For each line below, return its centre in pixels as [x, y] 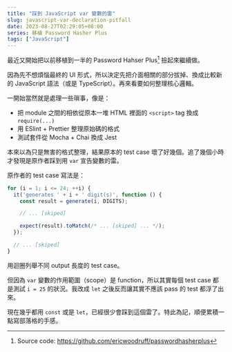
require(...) [36, 121]
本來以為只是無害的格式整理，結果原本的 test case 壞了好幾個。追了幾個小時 [116, 152]
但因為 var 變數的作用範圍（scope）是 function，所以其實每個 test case [109, 280]
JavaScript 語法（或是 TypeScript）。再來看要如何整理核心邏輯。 [106, 83]
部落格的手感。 [40, 320]
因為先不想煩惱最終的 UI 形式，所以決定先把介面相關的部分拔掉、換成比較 [112, 75]
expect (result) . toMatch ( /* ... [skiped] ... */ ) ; [93, 226]
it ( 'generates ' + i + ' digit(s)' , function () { [88, 195]
